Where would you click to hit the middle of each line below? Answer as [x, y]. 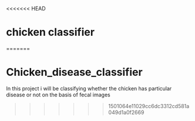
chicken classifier [51, 32]
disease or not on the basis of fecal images [58, 95]
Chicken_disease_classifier [74, 72]
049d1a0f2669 [126, 112]
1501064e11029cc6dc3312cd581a [149, 106]
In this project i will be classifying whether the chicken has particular [89, 88]
